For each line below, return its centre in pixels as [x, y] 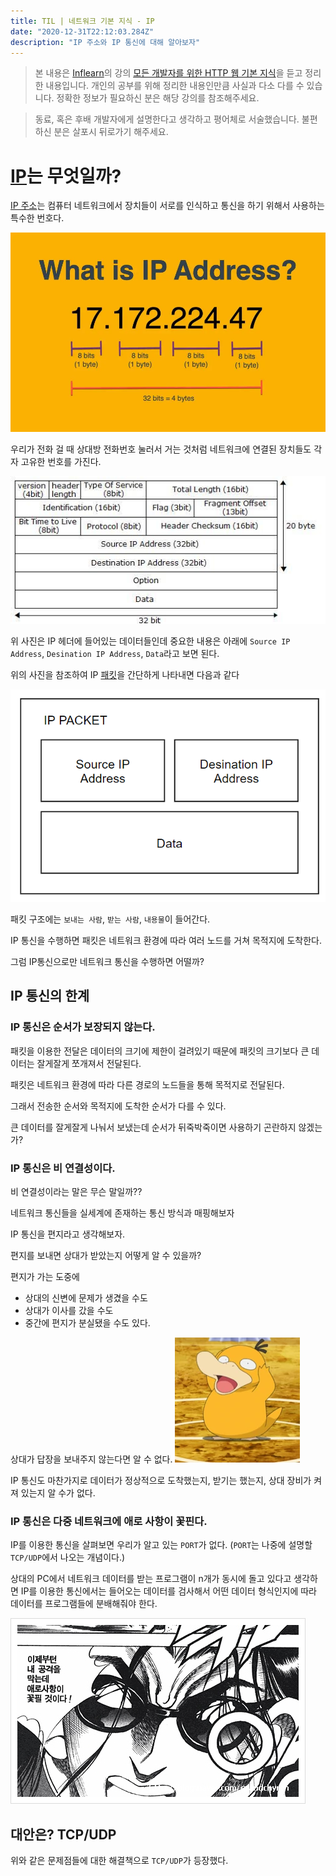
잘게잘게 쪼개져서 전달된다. [89, 1063]
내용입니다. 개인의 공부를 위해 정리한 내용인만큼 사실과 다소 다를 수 [175, 86]
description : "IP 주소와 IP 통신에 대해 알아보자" [105, 42]
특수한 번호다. [37, 218]
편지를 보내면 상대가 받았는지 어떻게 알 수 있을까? [106, 1255]
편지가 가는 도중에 [45, 1276]
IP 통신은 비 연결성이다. [63, 1168]
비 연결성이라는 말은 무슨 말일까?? [76, 1191]
